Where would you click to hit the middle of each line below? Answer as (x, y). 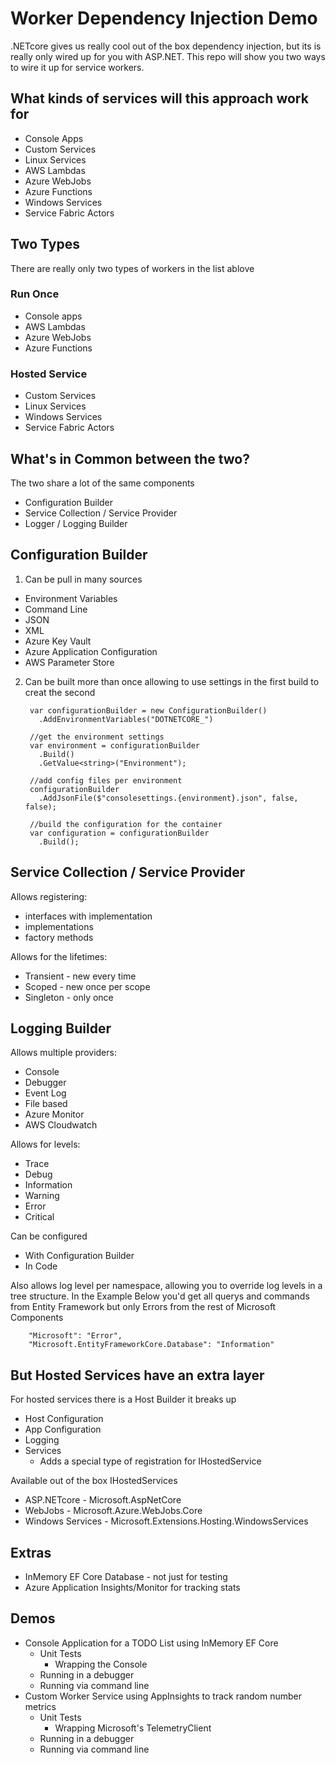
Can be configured (49, 1236)
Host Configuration (64, 1419)
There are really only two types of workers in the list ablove (132, 268)
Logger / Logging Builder (76, 523)
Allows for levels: (45, 1144)
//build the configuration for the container (126, 824)
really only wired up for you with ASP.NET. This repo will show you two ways (168, 56)
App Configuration (63, 1429)
